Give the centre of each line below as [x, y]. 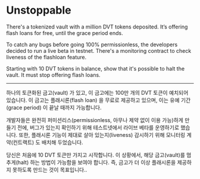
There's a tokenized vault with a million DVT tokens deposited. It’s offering [97, 27]
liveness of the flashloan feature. [46, 57]
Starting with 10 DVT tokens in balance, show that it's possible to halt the [96, 68]
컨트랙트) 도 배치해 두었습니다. [48, 142]
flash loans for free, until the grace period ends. [65, 33]
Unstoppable [39, 10]
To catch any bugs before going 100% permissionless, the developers [92, 44]
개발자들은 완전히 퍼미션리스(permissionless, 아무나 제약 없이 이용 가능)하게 [95, 120]
